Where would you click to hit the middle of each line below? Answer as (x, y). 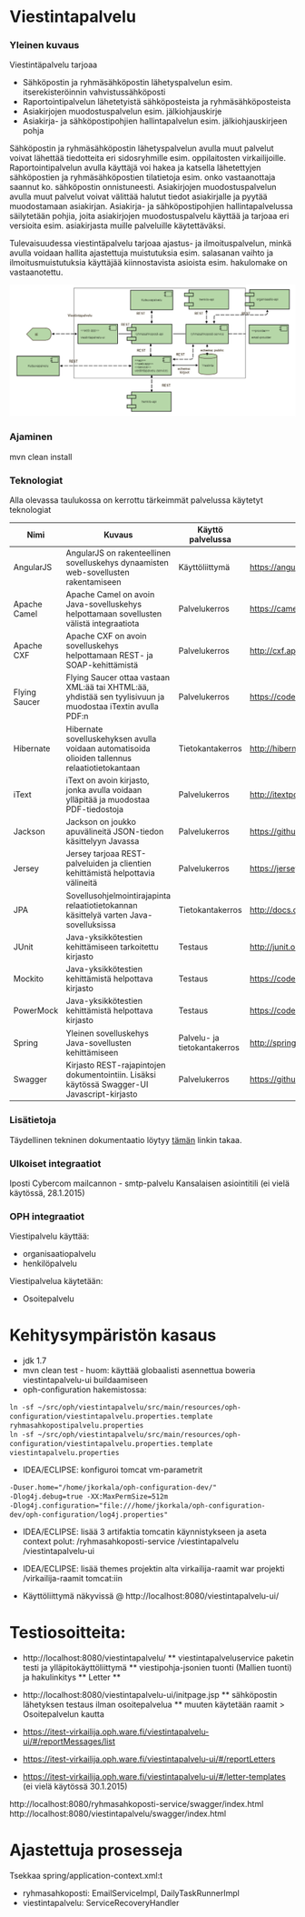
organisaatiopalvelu (59, 1254)
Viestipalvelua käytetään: (56, 1281)
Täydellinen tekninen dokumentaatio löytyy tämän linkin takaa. (126, 1139)
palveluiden (88, 863)
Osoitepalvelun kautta (63, 1714)
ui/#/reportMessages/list (69, 1741)
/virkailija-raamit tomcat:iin (72, 1579)
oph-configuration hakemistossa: (84, 1390)
